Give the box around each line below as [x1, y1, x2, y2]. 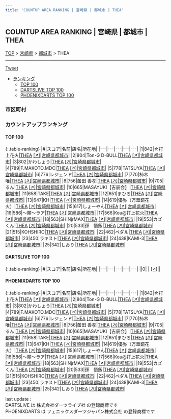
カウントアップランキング [5, 121, 68, 128]
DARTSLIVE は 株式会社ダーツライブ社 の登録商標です [5, 402, 118, 408]
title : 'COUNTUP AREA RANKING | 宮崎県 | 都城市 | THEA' [5, 7, 124, 13]
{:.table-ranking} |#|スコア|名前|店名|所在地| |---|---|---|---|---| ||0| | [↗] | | [5, 266, 161, 272]
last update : [5, 395, 32, 402]
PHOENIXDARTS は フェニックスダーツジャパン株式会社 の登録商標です [5, 408, 155, 414]
